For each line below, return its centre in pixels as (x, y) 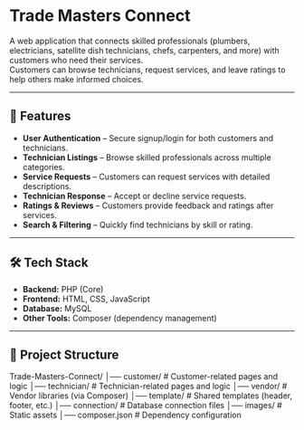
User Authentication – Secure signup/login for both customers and (148, 138)
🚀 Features (40, 116)
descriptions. (47, 186)
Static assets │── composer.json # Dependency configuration (125, 415)
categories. (43, 167)
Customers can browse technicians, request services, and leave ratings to (147, 70)
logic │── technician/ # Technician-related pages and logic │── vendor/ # (148, 387)
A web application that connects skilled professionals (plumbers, (130, 41)
